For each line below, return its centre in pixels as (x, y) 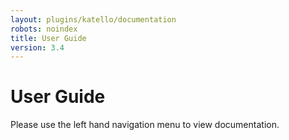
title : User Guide (48, 38)
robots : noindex (44, 29)
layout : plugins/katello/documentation (93, 19)
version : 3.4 (37, 47)
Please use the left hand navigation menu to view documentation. (145, 125)
